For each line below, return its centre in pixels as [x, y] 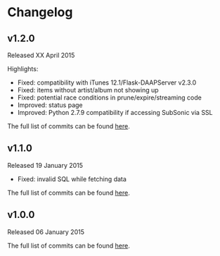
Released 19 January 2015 [45, 165]
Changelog [40, 12]
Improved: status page [50, 105]
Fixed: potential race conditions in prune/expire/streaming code [109, 97]
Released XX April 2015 [41, 55]
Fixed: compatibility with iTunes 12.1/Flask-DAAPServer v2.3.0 [107, 83]
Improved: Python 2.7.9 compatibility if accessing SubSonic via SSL [115, 112]
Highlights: [23, 69]
